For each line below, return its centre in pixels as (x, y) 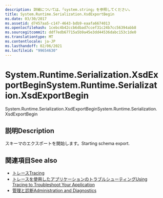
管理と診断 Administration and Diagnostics (54, 191)
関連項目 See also (31, 160)
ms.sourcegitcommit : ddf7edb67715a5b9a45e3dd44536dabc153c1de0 (71, 32)
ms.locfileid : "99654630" (31, 50)
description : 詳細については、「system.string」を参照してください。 (69, 10)
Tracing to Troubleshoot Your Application (53, 185)
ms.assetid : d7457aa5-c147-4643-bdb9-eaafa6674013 (58, 23)
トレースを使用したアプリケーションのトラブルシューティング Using (80, 179)
